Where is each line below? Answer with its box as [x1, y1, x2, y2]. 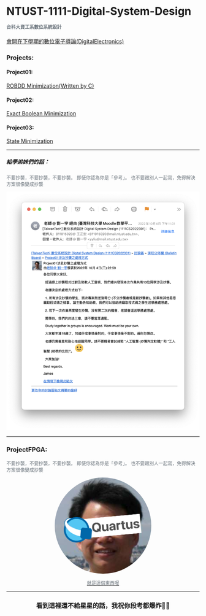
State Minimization [6, 137, 53, 145]
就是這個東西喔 [86, 580, 120, 587]
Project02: [6, 96, 34, 104]
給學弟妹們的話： [6, 158, 50, 166]
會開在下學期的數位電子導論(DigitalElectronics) [6, 37, 124, 45]
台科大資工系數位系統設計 [6, 24, 63, 31]
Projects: [6, 53, 34, 62]
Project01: [6, 69, 33, 76]
